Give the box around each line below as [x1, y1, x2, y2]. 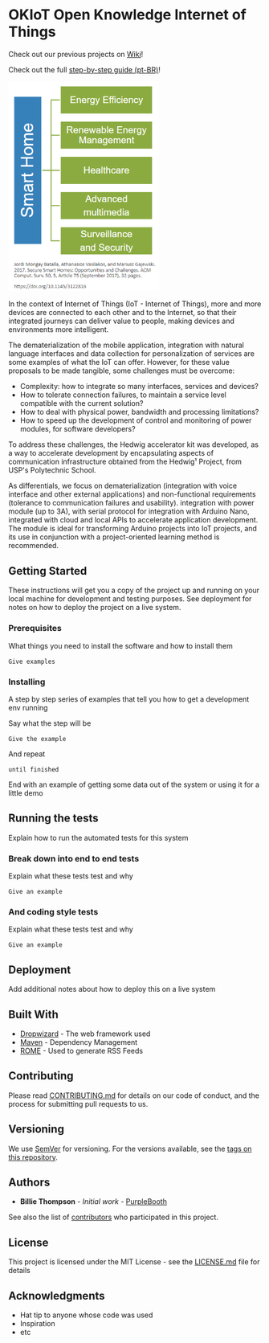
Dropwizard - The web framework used [19, 1029, 151, 1038]
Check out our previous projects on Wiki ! [8, 49, 144, 59]
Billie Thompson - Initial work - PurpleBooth [19, 1197, 167, 1206]
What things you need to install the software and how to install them [8, 641, 233, 650]
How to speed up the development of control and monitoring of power [19, 416, 252, 425]
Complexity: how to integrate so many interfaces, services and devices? [19, 382, 259, 391]
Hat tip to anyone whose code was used [19, 1310, 153, 1320]
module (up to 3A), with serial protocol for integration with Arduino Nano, [8, 506, 251, 516]
